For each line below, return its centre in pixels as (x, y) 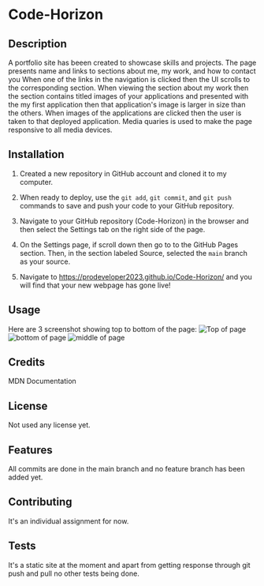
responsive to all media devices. (60, 130)
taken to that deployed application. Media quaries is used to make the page (130, 121)
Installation (36, 154)
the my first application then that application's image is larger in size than (127, 105)
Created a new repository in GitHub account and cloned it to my (123, 173)
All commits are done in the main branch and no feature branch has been (127, 469)
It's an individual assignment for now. (69, 521)
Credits (27, 362)
